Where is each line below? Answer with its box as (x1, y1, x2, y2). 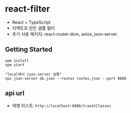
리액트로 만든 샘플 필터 (12, 25, 55, 31)
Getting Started (5, 45, 53, 54)
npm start (5, 62, 25, 67)
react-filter (5, 3, 50, 14)
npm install (5, 58, 29, 63)
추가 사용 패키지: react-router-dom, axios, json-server (12, 31, 117, 37)
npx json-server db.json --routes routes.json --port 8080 (5, 76, 127, 81)
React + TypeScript (12, 19, 51, 25)
